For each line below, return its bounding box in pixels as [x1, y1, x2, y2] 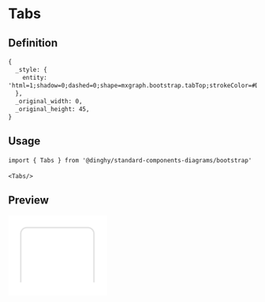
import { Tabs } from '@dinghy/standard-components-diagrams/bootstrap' [8, 156, 252, 164]
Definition [8, 36, 58, 50]
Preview [8, 194, 50, 207]
